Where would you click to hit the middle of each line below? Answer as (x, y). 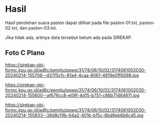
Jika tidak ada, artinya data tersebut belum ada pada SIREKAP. (69, 37)
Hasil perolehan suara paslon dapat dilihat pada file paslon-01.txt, (72, 23)
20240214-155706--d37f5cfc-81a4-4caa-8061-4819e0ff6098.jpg (72, 75)
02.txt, (12, 28)
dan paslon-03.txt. (38, 28)
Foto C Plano (25, 53)
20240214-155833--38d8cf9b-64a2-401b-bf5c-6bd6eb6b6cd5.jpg (74, 115)
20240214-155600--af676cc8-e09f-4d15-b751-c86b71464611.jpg (72, 95)
